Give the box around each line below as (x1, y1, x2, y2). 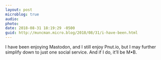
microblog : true (5, 12, 39, 17)
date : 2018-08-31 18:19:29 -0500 (5, 26, 75, 31)
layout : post (5, 7, 33, 12)
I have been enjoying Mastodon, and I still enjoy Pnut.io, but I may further (5, 44, 156, 50)
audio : (5, 16, 19, 21)
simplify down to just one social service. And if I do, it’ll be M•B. (5, 49, 137, 55)
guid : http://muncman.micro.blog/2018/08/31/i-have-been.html (5, 30, 138, 35)
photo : (5, 21, 19, 26)
